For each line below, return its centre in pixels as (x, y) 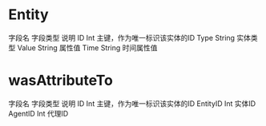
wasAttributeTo (61, 81)
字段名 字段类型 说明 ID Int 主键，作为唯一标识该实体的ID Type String (121, 37)
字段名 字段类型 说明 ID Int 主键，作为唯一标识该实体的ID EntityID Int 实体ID (132, 103)
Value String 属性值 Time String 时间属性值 (87, 47)
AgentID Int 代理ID (38, 113)
